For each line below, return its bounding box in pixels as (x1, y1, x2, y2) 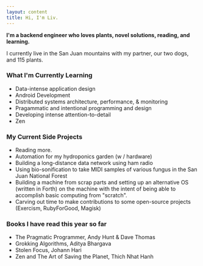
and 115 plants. (6, 56, 44, 63)
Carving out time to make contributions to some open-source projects (15, 198, 191, 206)
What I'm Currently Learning (6, 71, 93, 80)
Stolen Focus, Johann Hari (15, 247, 82, 254)
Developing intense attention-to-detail (15, 111, 111, 118)
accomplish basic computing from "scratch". (15, 192, 127, 199)
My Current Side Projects (6, 132, 83, 141)
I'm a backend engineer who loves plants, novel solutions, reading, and (6, 31, 190, 38)
